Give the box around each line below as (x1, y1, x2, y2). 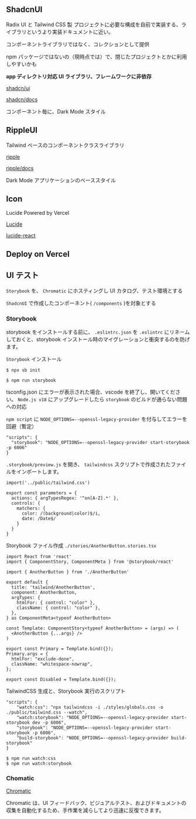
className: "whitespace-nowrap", (11, 661, 93, 667)
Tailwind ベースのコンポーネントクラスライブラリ (6, 142, 125, 149)
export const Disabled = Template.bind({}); (6, 676, 116, 682)
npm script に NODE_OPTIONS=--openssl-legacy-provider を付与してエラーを (6, 415, 188, 422)
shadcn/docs (6, 96, 38, 103)
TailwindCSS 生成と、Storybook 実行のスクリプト (6, 687, 126, 694)
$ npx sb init (6, 367, 41, 373)
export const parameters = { (6, 490, 77, 496)
